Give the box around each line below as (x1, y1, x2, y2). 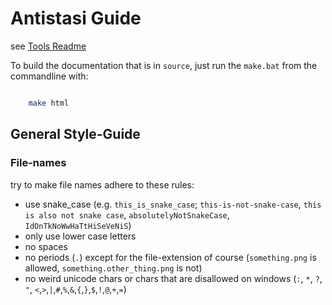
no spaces (24, 240, 68, 252)
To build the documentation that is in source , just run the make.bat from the (10, 59, 318, 71)
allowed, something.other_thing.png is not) (24, 262, 203, 274)
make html (28, 98, 70, 108)
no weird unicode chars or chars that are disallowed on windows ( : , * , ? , (24, 272, 323, 284)
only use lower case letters (24, 230, 137, 242)
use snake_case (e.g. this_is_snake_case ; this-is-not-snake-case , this (24, 198, 322, 210)
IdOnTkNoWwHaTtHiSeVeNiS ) (24, 219, 132, 231)
